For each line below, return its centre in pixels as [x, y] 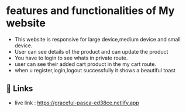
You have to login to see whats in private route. [71, 58]
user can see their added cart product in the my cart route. [85, 64]
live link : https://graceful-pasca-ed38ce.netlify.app [77, 103]
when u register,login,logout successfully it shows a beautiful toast [95, 70]
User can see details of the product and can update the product [91, 51]
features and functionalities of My [90, 11]
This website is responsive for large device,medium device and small [97, 39]
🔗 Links [20, 89]
